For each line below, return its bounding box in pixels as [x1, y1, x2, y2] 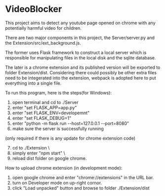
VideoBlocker [5, 3, 62, 15]
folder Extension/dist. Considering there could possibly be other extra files [5, 69, 157, 75]
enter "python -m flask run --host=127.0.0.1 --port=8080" [12, 120, 129, 126]
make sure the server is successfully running [12, 125, 104, 132]
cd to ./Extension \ [12, 145, 50, 150]
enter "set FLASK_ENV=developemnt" [12, 110, 90, 116]
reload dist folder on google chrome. [12, 155, 87, 161]
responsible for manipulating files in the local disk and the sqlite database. [5, 54, 156, 60]
